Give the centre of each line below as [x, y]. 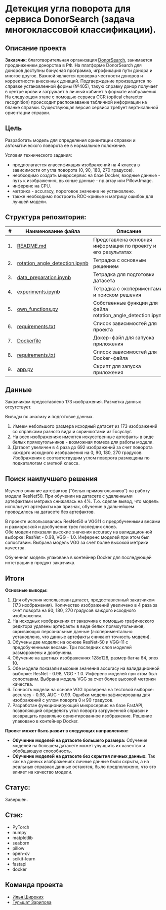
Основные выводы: [26, 590]
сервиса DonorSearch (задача [70, 19]
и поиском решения [117, 295]
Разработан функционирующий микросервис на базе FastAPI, [78, 706]
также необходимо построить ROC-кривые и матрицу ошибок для [83, 196]
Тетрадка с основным [120, 260]
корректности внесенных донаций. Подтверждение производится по [79, 81]
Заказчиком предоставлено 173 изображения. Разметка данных [73, 402]
